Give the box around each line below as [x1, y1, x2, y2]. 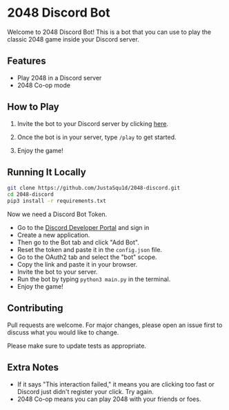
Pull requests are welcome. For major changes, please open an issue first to [7, 321, 223, 329]
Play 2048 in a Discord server [17, 73, 102, 82]
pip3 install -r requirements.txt [7, 197, 107, 205]
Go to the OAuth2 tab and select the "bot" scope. [17, 253, 157, 261]
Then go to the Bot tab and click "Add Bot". [17, 238, 139, 247]
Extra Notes [7, 362, 59, 373]
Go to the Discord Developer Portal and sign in [17, 224, 150, 231]
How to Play [7, 101, 60, 113]
